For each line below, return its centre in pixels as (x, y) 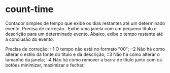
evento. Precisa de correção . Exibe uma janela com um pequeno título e (81, 28)
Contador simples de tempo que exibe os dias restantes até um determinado (85, 23)
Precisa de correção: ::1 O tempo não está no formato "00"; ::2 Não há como (85, 49)
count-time (29, 9)
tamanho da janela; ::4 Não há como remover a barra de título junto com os (84, 59)
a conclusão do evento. (30, 39)
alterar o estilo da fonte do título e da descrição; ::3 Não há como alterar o (82, 54)
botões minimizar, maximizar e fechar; (45, 65)
